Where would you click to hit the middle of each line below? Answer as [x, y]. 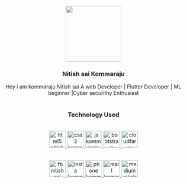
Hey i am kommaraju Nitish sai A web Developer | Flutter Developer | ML [93, 87]
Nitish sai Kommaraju [93, 74]
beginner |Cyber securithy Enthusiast [93, 93]
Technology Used [93, 115]
